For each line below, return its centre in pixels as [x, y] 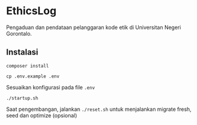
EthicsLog [31, 11]
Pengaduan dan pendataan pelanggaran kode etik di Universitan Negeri [93, 27]
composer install [28, 66]
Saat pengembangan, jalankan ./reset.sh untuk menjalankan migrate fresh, [99, 109]
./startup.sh [22, 98]
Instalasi [22, 52]
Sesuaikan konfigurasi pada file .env [50, 87]
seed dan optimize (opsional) [42, 115]
